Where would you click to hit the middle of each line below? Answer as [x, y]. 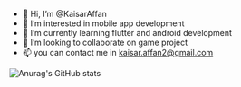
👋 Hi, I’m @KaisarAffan [64, 14]
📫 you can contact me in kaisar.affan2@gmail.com [118, 52]
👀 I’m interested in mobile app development [103, 23]
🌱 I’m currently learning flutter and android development [127, 33]
